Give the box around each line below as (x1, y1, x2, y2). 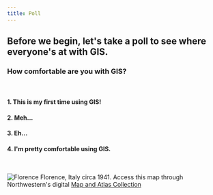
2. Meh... (7, 114, 33, 122)
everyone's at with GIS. (7, 46, 109, 58)
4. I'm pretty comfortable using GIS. (7, 144, 111, 153)
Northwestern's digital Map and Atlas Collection (7, 181, 142, 189)
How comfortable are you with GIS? (7, 66, 127, 76)
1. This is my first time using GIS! (7, 97, 102, 106)
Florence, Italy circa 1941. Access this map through (40, 173, 184, 181)
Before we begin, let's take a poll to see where (7, 36, 207, 47)
